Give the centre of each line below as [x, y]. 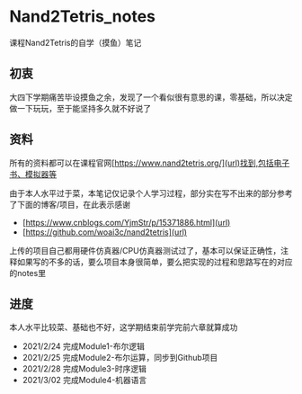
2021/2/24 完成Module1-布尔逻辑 [84, 346]
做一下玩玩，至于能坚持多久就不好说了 [80, 108]
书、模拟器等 [33, 174]
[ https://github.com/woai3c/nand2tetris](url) [104, 232]
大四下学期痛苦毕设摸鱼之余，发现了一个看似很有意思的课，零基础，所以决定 [151, 97]
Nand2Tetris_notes [82, 17]
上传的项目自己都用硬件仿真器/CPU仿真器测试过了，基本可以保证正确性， [145, 250]
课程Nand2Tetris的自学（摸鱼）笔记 [75, 42]
